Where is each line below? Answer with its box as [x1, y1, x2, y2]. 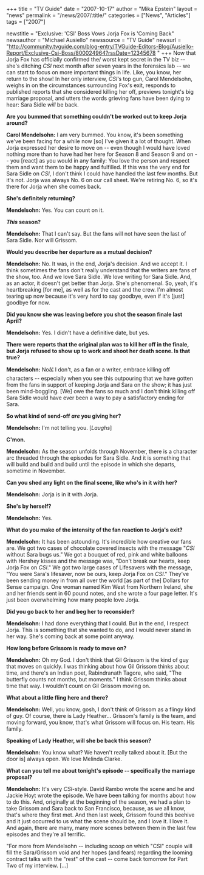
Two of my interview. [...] [6, 862, 69, 869]
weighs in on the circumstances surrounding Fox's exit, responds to [6, 82, 176, 89]
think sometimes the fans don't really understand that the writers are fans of [6, 267, 197, 273]
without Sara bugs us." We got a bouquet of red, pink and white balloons [6, 551, 188, 558]
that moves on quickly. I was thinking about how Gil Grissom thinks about [6, 663, 189, 670]
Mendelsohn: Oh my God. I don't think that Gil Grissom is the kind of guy [6, 656, 189, 663]
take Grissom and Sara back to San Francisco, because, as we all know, [6, 805, 186, 812]
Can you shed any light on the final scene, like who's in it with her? [6, 479, 178, 486]
